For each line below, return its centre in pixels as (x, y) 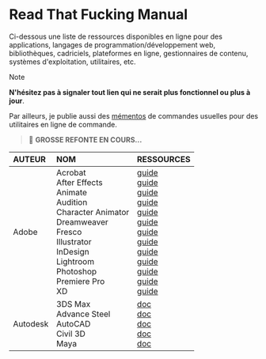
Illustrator (74, 241)
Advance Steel (83, 314)
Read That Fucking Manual (99, 15)
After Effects (80, 182)
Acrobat (71, 172)
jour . (17, 100)
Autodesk (31, 323)
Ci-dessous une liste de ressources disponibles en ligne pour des (116, 36)
